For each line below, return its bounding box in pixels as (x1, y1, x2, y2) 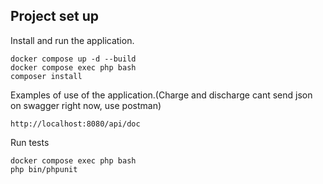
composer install (10, 71, 83, 81)
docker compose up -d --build (10, 54, 137, 64)
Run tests (10, 136, 50, 148)
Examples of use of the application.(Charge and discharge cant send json (10, 89, 313, 101)
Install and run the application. (10, 34, 135, 46)
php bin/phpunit (10, 164, 78, 174)
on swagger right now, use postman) (10, 99, 162, 111)
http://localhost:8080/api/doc (10, 119, 141, 129)
